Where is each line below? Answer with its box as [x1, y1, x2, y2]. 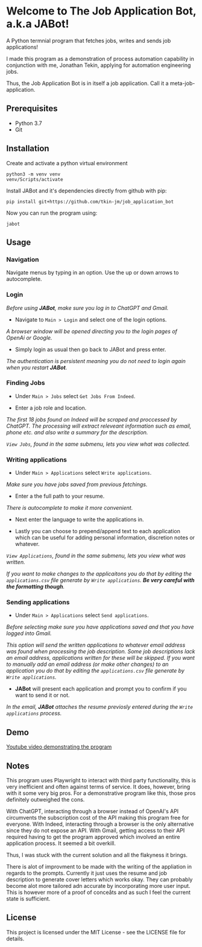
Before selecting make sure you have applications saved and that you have [6, 623, 194, 631]
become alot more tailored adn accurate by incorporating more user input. [6, 882, 191, 890]
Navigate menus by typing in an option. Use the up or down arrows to [6, 269, 179, 276]
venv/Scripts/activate [6, 176, 63, 182]
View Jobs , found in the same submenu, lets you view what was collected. [6, 440, 190, 448]
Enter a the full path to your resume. [14, 493, 105, 500]
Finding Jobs [6, 379, 45, 387]
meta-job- [169, 80, 195, 87]
